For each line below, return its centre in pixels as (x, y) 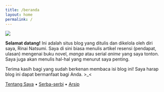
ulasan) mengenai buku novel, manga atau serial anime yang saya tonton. (82, 54)
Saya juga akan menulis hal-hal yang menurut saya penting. (68, 59)
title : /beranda (22, 10)
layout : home (19, 15)
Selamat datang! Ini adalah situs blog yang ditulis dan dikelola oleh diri (79, 43)
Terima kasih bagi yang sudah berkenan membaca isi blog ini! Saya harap (82, 69)
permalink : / (19, 19)
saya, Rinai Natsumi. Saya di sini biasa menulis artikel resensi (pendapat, (81, 49)
